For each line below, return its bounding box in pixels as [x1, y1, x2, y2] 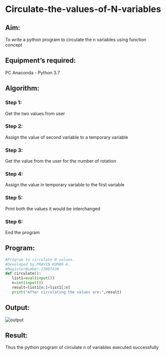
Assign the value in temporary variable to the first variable [5, 182, 125, 188]
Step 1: [5, 99, 22, 106]
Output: [5, 304, 30, 312]
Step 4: [5, 171, 23, 178]
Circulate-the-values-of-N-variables [5, 3, 161, 15]
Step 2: [5, 123, 23, 130]
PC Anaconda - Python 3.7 [5, 69, 60, 75]
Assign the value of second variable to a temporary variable [5, 134, 128, 140]
